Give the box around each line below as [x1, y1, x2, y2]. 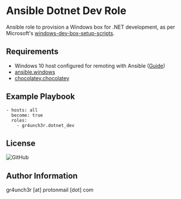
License [6, 138, 36, 148]
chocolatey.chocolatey [14, 74, 70, 81]
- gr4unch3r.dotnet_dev [16, 122, 75, 128]
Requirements [6, 47, 59, 57]
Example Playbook [6, 92, 75, 102]
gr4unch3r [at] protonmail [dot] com [6, 186, 94, 194]
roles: [11, 117, 28, 123]
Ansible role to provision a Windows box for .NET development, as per [6, 23, 176, 30]
